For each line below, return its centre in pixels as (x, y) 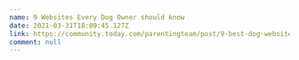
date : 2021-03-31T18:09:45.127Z (69, 26)
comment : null (36, 42)
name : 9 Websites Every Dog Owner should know (97, 17)
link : (19, 34)
